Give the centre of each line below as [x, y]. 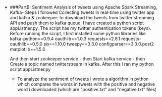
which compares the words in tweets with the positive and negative [86, 84]
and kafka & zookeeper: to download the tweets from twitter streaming [82, 18]
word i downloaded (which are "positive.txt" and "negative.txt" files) [87, 89]
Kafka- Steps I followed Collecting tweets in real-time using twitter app [82, 12]
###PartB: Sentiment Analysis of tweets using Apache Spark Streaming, [83, 7]
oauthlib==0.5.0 [26, 44]
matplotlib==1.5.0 [27, 49]
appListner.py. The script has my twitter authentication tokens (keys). [81, 28]
